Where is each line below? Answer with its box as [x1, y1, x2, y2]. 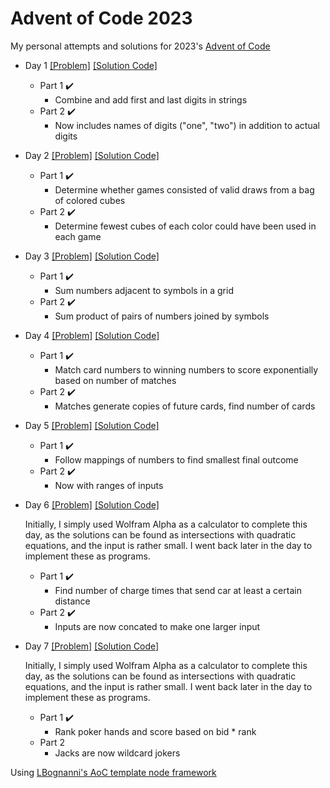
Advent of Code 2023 [10, 7, 193, 30]
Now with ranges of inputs [54, 479, 164, 491]
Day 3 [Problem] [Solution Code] [24, 250, 160, 262]
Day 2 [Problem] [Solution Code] [24, 149, 160, 161]
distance [54, 595, 91, 607]
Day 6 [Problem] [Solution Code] [24, 498, 160, 511]
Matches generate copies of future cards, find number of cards [54, 400, 316, 412]
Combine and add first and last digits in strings [54, 93, 248, 106]
